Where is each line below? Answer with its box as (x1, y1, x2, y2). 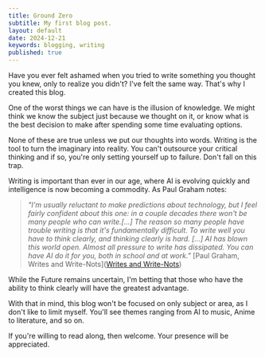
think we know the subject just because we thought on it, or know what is (8, 112, 249, 120)
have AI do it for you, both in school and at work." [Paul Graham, (27, 251, 240, 260)
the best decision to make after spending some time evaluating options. (8, 120, 243, 129)
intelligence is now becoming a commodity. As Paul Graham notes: (8, 185, 227, 194)
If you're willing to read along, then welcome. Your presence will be (8, 331, 229, 340)
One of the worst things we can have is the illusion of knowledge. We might (8, 103, 255, 112)
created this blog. (8, 88, 66, 96)
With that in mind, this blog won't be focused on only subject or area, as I (8, 299, 248, 308)
